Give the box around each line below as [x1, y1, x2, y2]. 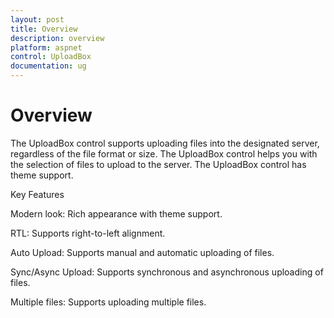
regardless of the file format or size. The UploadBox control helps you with [10, 147, 318, 160]
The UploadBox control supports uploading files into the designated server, [10, 137, 320, 149]
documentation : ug [10, 61, 87, 71]
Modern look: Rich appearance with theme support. [10, 207, 223, 220]
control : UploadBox [10, 52, 92, 62]
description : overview [10, 33, 105, 43]
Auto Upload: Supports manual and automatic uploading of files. [10, 246, 275, 258]
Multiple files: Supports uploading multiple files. [10, 296, 207, 308]
